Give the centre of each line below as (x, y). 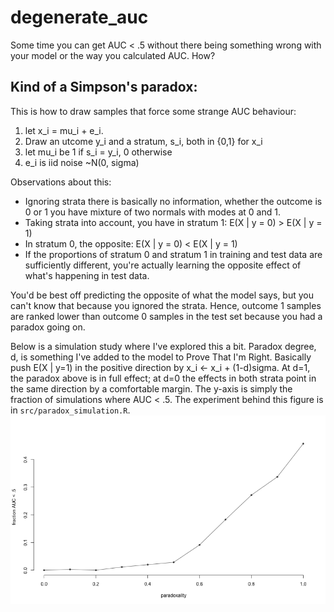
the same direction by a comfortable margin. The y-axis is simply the (151, 388)
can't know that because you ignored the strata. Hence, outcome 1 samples (166, 305)
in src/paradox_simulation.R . (70, 410)
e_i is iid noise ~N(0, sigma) (82, 162)
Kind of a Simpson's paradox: (104, 87)
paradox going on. (48, 327)
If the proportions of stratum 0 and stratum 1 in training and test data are (173, 254)
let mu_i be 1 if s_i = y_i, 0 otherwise (98, 152)
